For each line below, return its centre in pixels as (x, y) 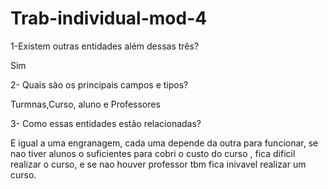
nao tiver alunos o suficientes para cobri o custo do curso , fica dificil (153, 153)
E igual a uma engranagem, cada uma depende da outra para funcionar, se (164, 143)
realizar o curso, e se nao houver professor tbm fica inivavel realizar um (158, 164)
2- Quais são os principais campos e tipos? (99, 84)
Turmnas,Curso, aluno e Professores (85, 104)
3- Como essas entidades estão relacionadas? (106, 123)
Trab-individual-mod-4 (109, 18)
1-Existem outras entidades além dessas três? (105, 46)
